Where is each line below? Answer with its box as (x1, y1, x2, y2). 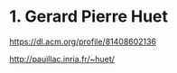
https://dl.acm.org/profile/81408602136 (9, 36, 156, 47)
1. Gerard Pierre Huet (9, 6, 169, 27)
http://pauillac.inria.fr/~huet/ (9, 53, 116, 64)
